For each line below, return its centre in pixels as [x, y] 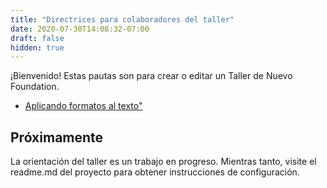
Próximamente [57, 137]
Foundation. [35, 87]
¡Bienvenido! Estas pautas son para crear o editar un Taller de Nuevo [151, 76]
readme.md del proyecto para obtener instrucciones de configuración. [155, 172]
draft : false [37, 38]
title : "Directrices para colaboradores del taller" [122, 19]
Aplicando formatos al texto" [83, 106]
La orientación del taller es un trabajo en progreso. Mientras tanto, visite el [163, 162]
